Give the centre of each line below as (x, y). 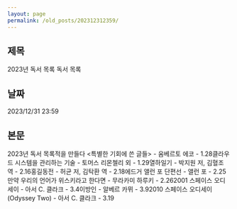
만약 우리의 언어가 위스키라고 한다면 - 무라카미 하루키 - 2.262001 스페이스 (110, 180)
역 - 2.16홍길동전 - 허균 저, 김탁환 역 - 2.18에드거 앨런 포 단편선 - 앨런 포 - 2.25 (117, 171)
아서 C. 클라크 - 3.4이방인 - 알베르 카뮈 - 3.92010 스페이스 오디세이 (119, 189)
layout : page (27, 14)
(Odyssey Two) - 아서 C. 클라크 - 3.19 (61, 198)
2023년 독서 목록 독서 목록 (44, 69)
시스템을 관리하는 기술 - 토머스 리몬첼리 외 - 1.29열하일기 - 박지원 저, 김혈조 (119, 162)
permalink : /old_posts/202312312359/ (63, 21)
